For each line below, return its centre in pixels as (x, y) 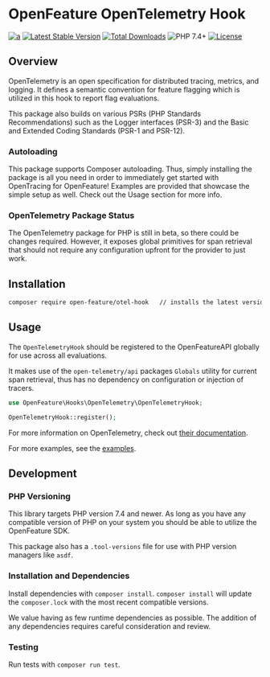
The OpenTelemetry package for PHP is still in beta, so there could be (124, 233)
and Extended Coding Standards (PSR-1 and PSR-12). (97, 130)
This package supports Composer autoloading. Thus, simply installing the (130, 169)
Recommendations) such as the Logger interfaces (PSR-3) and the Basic (129, 122)
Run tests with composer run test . (64, 664)
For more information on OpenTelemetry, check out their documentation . (128, 433)
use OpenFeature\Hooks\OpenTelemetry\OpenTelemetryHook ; (106, 403)
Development (43, 473)
